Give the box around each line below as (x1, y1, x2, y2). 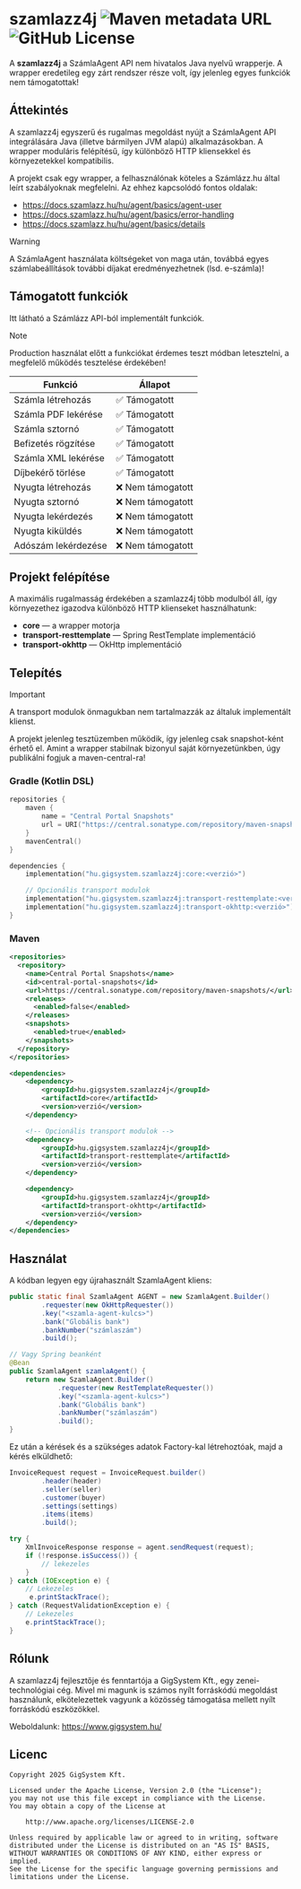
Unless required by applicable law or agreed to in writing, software (9, 1833, 279, 1842)
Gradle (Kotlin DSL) (9, 775, 94, 788)
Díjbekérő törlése (13, 466, 86, 479)
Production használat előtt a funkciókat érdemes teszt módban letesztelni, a (9, 347, 289, 358)
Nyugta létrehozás (13, 481, 91, 493)
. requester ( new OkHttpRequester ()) (41, 1301, 175, 1310)
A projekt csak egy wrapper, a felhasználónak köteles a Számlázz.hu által (9, 172, 280, 183)
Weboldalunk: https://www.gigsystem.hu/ (9, 1720, 162, 1731)
